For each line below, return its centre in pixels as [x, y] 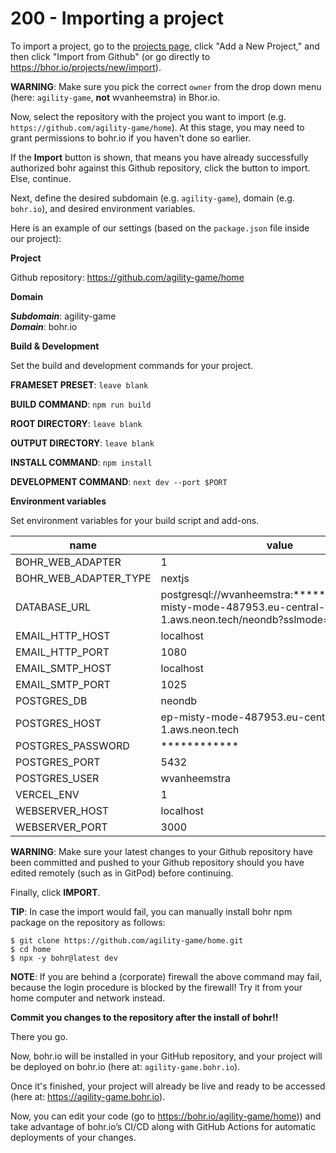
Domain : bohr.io [44, 326]
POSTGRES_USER [57, 778]
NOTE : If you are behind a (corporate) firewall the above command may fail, [166, 976]
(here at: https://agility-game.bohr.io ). [88, 1096]
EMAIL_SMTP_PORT [63, 684]
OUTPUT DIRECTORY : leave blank [82, 443]
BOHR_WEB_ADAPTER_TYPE [83, 578]
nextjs [175, 578]
